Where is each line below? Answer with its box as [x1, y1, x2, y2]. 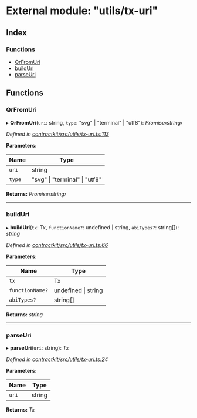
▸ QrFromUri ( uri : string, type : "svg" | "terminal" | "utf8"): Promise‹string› [6, 119, 183, 126]
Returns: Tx [6, 406, 35, 413]
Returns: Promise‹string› [6, 190, 67, 198]
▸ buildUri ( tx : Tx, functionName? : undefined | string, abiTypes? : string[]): [6, 223, 179, 230]
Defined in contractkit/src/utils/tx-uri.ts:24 [6, 356, 108, 363]
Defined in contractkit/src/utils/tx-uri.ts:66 [6, 241, 108, 248]
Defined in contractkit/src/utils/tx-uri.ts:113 [6, 131, 110, 138]
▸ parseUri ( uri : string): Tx [6, 345, 69, 352]
